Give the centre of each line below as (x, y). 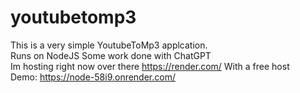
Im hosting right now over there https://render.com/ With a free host (150, 66)
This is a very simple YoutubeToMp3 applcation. (109, 45)
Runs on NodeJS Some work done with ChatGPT (111, 55)
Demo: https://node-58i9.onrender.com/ (93, 77)
